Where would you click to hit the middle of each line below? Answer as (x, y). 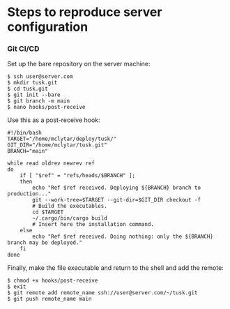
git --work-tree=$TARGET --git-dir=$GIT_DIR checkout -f (116, 200)
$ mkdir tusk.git (32, 83)
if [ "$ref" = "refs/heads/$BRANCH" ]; (78, 176)
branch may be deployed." (45, 243)
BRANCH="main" (28, 151)
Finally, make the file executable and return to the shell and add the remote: (116, 268)
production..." (29, 194)
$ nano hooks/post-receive (46, 107)
